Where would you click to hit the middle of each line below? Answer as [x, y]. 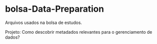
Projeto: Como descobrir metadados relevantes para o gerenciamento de [79, 32]
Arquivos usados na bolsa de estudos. [44, 22]
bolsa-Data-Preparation [55, 9]
